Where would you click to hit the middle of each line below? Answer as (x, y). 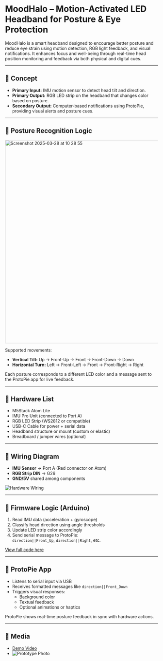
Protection (27, 30)
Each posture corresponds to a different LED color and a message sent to (78, 374)
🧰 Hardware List (30, 399)
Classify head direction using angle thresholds (58, 525)
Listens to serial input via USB (42, 581)
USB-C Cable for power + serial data (49, 426)
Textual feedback (37, 602)
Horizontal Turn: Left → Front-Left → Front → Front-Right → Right (78, 365)
